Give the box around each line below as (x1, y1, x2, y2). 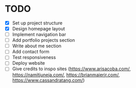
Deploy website (12, 60, 46, 66)
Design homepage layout (12, 26, 65, 32)
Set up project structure (12, 20, 62, 26)
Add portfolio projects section (12, 37, 75, 43)
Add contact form (12, 49, 50, 55)
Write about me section (12, 43, 62, 49)
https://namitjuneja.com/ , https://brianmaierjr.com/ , (12, 72, 120, 78)
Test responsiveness (12, 54, 56, 61)
